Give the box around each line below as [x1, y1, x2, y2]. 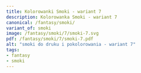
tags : [6, 47, 19, 53]
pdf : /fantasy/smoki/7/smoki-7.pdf [6, 36, 94, 42]
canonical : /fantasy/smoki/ [6, 19, 76, 25]
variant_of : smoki [6, 25, 51, 31]
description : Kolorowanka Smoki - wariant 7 [6, 14, 117, 20]
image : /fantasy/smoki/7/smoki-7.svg [6, 31, 99, 36]
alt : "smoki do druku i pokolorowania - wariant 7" [6, 42, 136, 48]
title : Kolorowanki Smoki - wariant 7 [6, 8, 101, 15]
